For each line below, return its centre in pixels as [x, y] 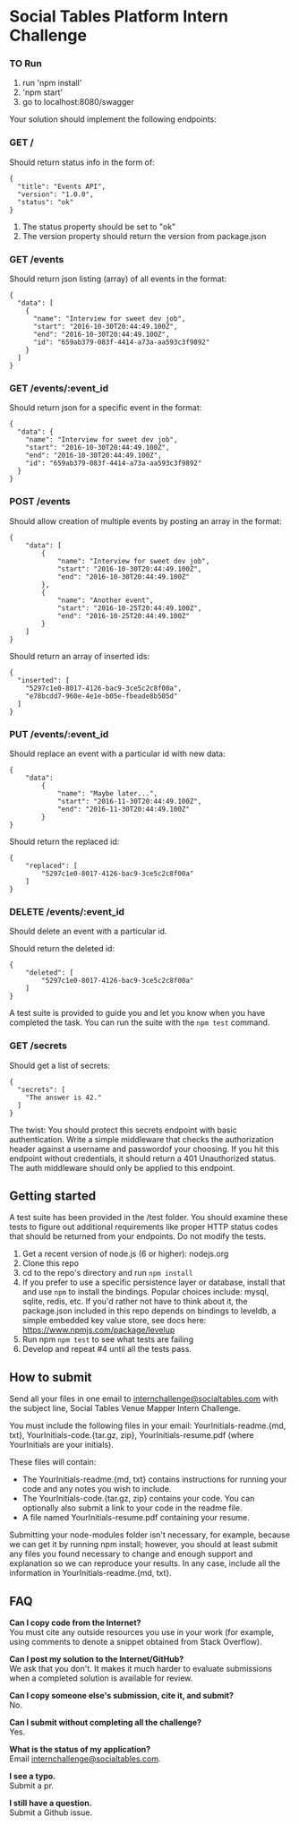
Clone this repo [50, 1263]
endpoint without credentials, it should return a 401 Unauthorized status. [143, 1158]
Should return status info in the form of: [82, 162]
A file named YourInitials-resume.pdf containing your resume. [136, 1518]
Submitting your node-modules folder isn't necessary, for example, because [150, 1535]
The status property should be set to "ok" [99, 227]
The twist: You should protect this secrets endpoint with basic [123, 1130]
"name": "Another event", [105, 600]
